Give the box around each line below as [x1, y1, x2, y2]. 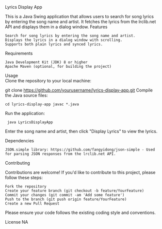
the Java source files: [5, 93, 48, 98]
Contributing [5, 160, 30, 166]
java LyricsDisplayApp [7, 120, 53, 125]
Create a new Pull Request [5, 201, 60, 206]
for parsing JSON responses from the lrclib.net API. [5, 152, 116, 156]
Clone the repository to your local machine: [5, 78, 92, 83]
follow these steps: [5, 175, 43, 180]
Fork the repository [5, 184, 47, 189]
